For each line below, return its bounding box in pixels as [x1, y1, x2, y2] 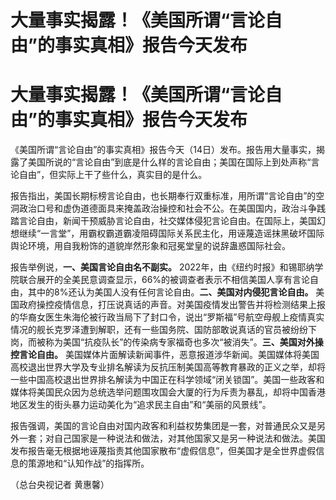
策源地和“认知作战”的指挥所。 [27, 457, 150, 470]
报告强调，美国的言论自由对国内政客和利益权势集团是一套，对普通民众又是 [10, 420, 317, 432]
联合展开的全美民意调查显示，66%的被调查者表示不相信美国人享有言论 [18, 274, 311, 286]
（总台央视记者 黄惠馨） [10, 479, 110, 491]
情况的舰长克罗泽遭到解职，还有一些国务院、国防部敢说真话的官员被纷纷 [10, 324, 308, 336]
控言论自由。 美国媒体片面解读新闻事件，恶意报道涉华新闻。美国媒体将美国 [10, 349, 320, 361]
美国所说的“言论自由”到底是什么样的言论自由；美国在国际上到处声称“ [27, 156, 312, 168]
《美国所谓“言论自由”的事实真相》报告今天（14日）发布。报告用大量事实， [10, 144, 317, 156]
